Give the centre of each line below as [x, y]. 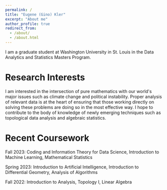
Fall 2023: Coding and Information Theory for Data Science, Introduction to [82, 152]
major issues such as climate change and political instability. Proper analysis [83, 96]
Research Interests [45, 77]
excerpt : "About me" [27, 19]
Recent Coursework [47, 138]
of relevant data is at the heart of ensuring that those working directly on [80, 102]
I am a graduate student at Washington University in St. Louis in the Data [80, 52]
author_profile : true [28, 24]
